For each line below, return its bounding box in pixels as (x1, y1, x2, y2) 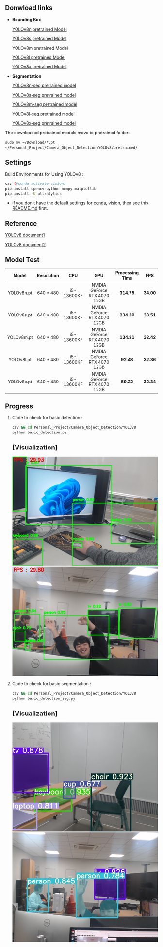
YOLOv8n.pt (8, 290, 33, 296)
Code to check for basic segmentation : (12, 681, 91, 686)
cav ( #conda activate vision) (5, 181, 66, 186)
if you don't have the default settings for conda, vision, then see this (12, 200, 148, 206)
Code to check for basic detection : (12, 415, 83, 420)
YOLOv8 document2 (5, 242, 46, 248)
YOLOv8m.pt (7, 334, 33, 340)
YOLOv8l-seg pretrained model (12, 111, 75, 116)
